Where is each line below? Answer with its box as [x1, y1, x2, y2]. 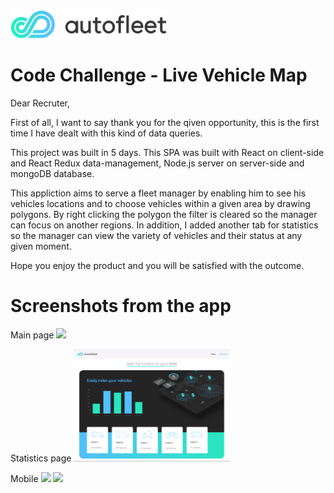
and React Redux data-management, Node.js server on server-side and [10, 157, 305, 169]
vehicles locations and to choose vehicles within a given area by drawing [10, 197, 311, 209]
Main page [10, 329, 55, 341]
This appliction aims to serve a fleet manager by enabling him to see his [10, 187, 307, 199]
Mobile [10, 472, 39, 484]
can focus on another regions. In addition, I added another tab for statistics [10, 219, 319, 231]
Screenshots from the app [10, 294, 232, 317]
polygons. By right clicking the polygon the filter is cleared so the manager [10, 208, 318, 220]
